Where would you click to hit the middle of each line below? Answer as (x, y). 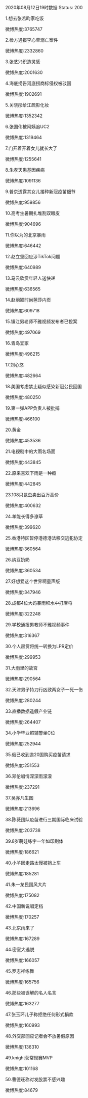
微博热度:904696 (23, 224)
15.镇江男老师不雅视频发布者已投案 (41, 322)
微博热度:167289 (23, 939)
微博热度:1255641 (24, 159)
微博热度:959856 (23, 202)
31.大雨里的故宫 (21, 668)
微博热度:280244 (23, 700)
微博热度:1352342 (24, 116)
